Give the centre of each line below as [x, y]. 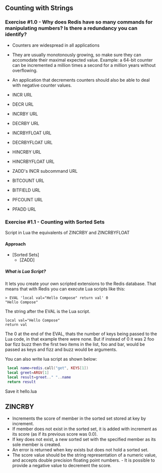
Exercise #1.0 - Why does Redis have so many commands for [79, 22]
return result [22, 382]
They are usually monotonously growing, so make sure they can [77, 55]
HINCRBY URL [27, 152]
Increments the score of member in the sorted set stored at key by [79, 418]
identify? [16, 34]
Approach [15, 244]
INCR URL [22, 95]
